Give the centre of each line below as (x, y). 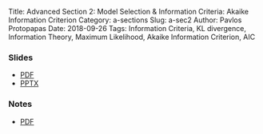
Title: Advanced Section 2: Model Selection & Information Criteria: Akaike (129, 12)
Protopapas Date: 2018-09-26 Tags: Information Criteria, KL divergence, (127, 28)
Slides (21, 57)
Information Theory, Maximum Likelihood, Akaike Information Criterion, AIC (132, 37)
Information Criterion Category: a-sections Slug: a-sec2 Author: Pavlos (125, 20)
